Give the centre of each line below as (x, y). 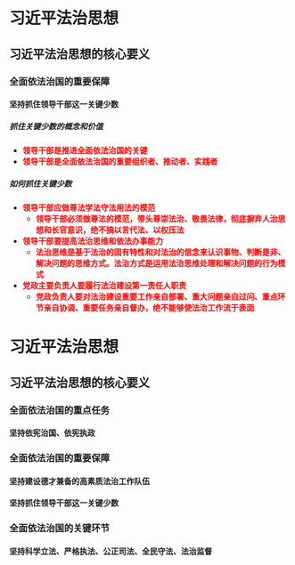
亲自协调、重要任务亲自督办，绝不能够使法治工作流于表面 (149, 308)
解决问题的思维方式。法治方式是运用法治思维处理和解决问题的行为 (156, 263)
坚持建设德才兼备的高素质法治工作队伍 (79, 480)
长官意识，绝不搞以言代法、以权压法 (118, 230)
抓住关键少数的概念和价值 (56, 126)
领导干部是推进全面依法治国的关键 (85, 150)
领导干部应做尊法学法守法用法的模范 (89, 208)
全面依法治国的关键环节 (59, 529)
